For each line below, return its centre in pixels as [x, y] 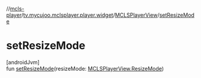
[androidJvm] [23, 62]
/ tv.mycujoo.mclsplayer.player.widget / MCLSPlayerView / [91, 15]
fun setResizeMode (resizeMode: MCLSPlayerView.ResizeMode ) [85, 68]
